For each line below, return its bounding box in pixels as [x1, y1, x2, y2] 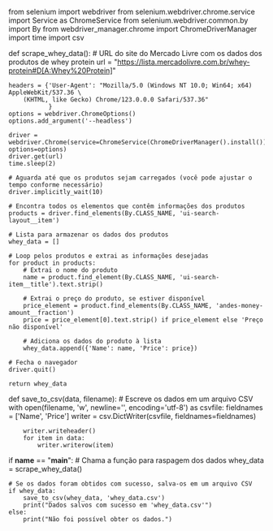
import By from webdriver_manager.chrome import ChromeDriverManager [8, 24, 258, 33]
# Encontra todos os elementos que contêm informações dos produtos [8, 202, 245, 210]
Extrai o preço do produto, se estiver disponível [29, 295, 206, 303]
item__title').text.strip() [8, 280, 104, 288]
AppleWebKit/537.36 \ [8, 88, 82, 97]
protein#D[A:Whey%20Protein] [8, 66, 113, 76]
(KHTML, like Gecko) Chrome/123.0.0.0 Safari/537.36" [23, 96, 209, 104]
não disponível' [8, 323, 63, 331]
